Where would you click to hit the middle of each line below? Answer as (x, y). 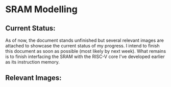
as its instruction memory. (32, 62)
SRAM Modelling (41, 9)
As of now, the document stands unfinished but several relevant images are (85, 40)
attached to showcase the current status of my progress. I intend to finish (82, 46)
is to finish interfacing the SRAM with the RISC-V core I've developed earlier (85, 56)
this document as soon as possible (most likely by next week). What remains (86, 51)
